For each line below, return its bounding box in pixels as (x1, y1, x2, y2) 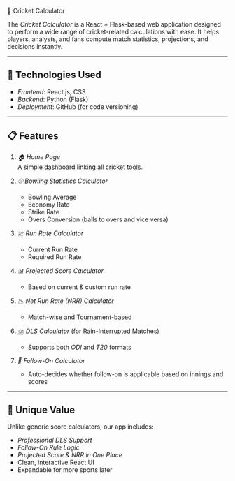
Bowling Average (27, 193, 77, 201)
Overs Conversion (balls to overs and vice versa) (27, 215, 169, 223)
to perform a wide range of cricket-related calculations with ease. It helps (7, 28, 219, 36)
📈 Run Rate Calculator (17, 229, 84, 237)
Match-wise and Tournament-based (27, 313, 132, 321)
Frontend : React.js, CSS (17, 87, 86, 96)
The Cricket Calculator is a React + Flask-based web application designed (7, 20, 222, 28)
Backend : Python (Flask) (17, 95, 89, 103)
